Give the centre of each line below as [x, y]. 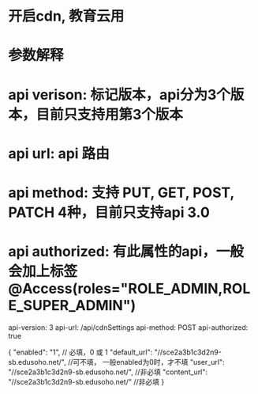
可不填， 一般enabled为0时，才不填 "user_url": [148, 362]
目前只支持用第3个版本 [110, 114]
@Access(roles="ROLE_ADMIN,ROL [129, 289]
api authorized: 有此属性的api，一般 [126, 252]
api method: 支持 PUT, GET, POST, [122, 193]
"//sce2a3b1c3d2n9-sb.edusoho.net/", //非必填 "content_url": [108, 372]
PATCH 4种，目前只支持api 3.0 [109, 212]
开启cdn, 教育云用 [66, 16]
